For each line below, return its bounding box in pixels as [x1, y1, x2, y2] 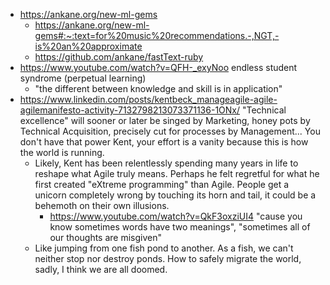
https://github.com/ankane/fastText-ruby [34, 51, 204, 63]
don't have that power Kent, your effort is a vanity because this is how [19, 136, 309, 148]
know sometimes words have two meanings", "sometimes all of [49, 221, 311, 233]
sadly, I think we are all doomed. [34, 264, 168, 275]
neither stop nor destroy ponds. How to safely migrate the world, [34, 253, 302, 264]
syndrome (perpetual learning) [19, 72, 147, 84]
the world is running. [19, 147, 105, 158]
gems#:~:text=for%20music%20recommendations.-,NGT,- [34, 30, 280, 41]
